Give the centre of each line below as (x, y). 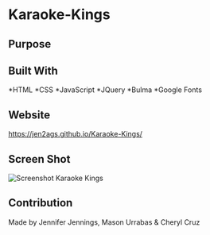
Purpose (30, 44)
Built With (33, 70)
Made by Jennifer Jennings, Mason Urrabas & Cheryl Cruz (104, 222)
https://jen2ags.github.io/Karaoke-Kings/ (76, 134)
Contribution (41, 203)
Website (29, 115)
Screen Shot (39, 159)
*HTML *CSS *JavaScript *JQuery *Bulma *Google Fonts (105, 90)
